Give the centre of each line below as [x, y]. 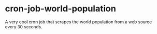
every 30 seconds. [24, 26]
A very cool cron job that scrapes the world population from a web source [78, 22]
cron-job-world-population [61, 9]
